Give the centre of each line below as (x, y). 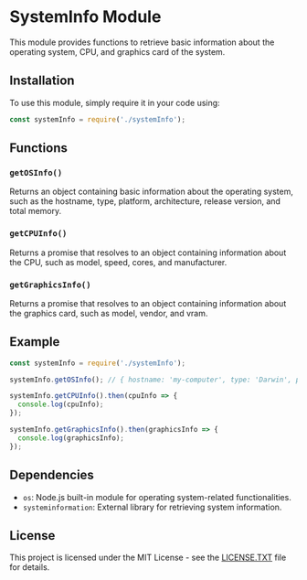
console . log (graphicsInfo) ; (71, 438)
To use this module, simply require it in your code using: (115, 102)
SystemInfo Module (85, 17)
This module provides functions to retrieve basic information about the (142, 42)
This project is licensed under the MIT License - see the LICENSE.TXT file (148, 558)
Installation (42, 81)
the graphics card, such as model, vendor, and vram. (109, 313)
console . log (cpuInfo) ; (61, 404)
